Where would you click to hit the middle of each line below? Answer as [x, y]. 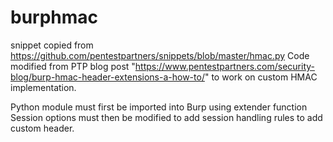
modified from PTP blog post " [73, 66]
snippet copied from [52, 45]
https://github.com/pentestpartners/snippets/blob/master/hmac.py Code [160, 55]
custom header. [42, 128]
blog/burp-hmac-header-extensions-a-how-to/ [107, 77]
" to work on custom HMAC [261, 77]
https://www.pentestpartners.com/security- [225, 66]
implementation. [43, 87]
